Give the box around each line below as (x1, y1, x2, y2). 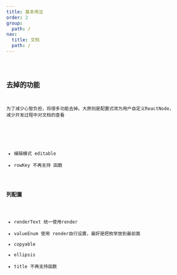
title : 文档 (11, 37, 40, 43)
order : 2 (6, 15, 28, 21)
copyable (14, 241, 36, 248)
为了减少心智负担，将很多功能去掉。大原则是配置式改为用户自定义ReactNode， (6, 105, 174, 112)
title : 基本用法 (6, 8, 43, 15)
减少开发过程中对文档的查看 (6, 112, 65, 118)
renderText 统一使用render (14, 219, 78, 225)
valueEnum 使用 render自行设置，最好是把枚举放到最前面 (14, 231, 140, 237)
